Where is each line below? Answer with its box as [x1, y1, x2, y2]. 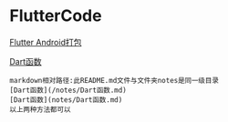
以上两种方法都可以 [9, 105, 71, 114]
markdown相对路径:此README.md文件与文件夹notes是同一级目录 [9, 76, 219, 85]
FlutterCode [9, 5, 102, 26]
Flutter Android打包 [9, 36, 82, 47]
